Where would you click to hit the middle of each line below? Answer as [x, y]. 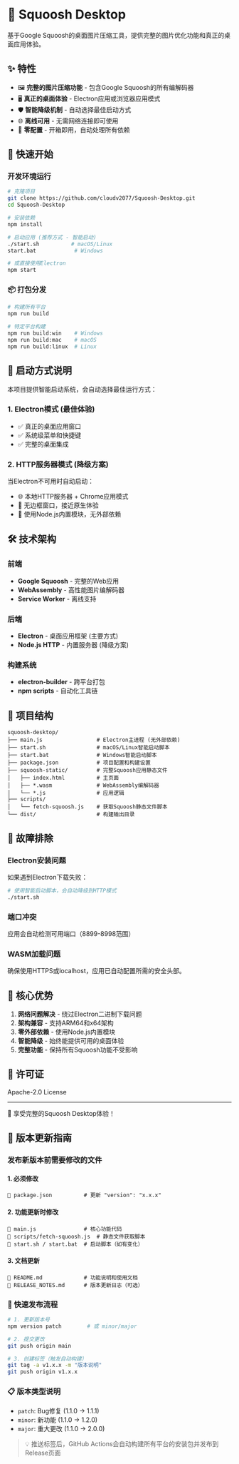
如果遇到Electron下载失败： [48, 877]
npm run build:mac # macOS [52, 340]
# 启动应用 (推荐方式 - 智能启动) [52, 237]
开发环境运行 [30, 176]
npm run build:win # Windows [55, 334]
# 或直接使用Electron [37, 263]
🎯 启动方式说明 [40, 371]
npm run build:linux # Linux [52, 346]
